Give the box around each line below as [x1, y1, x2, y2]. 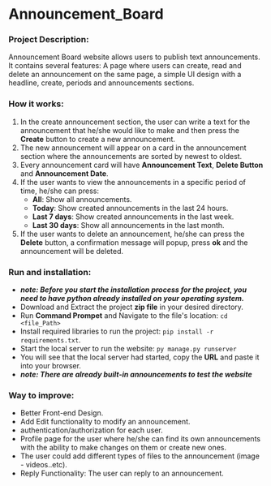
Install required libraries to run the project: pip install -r [19, 326, 214, 337]
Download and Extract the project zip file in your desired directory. [19, 302, 243, 312]
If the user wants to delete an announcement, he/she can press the [19, 229, 245, 239]
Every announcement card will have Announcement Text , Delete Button [19, 160, 264, 170]
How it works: [8, 98, 64, 110]
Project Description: [8, 34, 89, 45]
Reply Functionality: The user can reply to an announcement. [19, 468, 225, 479]
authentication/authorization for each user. [19, 425, 164, 435]
